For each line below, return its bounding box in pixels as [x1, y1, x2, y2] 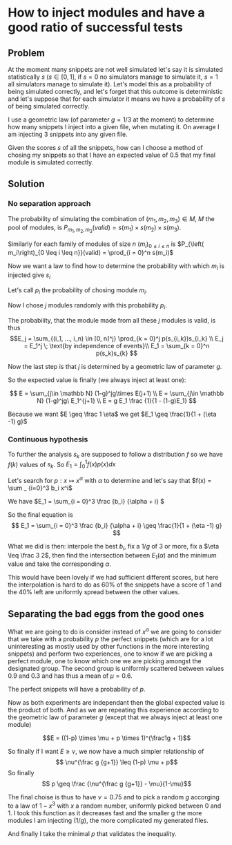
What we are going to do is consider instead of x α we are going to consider [8, 627, 222, 636]
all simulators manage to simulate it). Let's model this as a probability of [8, 80, 212, 88]
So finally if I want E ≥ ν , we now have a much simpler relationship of [8, 747, 204, 755]
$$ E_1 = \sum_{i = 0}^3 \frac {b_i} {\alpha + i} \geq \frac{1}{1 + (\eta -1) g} [11, 521, 222, 529]
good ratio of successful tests [8, 19, 184, 35]
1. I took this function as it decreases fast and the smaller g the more [8, 808, 202, 817]
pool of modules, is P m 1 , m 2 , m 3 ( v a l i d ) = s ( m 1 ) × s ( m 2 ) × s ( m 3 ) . [8, 223, 182, 234]
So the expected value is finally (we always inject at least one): [8, 375, 186, 384]
